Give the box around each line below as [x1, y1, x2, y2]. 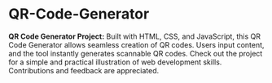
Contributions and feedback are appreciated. [8, 65, 160, 75]
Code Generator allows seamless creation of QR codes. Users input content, [8, 39, 265, 49]
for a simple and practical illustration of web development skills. [8, 57, 222, 67]
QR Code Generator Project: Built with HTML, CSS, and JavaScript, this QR [8, 31, 261, 41]
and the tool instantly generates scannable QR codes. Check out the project [8, 48, 263, 58]
